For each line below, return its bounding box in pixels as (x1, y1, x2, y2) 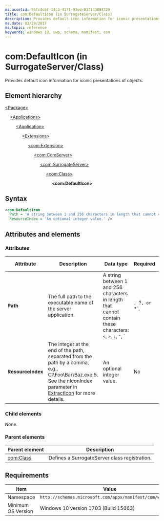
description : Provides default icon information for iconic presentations (5, 16, 161, 21)
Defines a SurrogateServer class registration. (48, 455, 152, 461)
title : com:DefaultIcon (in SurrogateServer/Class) (5, 12, 112, 17)
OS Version (7, 508, 33, 515)
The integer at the (48, 341, 89, 347)
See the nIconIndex (48, 377, 93, 384)
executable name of (48, 299, 94, 306)
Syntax (5, 195, 27, 203)
